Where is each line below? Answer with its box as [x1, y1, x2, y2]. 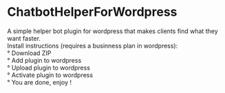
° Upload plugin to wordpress [7, 63, 91, 72]
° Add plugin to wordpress [7, 56, 82, 64]
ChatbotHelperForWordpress [7, 4, 178, 20]
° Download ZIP [7, 49, 52, 57]
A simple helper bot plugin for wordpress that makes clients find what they [7, 27, 218, 35]
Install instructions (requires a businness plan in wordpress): [7, 41, 178, 50]
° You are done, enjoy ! [7, 78, 72, 86]
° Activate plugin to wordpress [7, 70, 94, 79]
